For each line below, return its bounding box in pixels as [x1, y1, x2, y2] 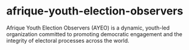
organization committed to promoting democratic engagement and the [6, 30, 182, 37]
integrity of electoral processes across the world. [6, 37, 129, 44]
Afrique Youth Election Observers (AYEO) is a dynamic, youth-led [6, 24, 170, 31]
